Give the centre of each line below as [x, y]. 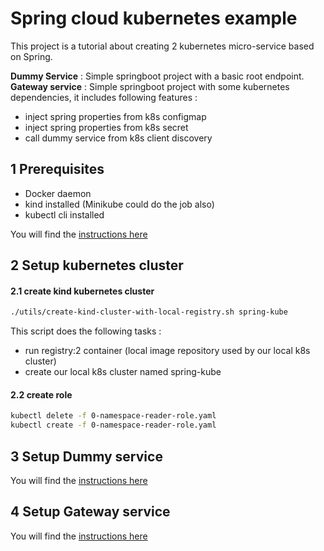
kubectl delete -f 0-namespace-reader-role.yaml [113, 416]
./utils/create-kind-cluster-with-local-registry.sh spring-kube [149, 312]
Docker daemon [58, 193]
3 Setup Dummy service [86, 456]
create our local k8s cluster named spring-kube [123, 372]
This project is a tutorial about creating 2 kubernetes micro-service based [162, 46]
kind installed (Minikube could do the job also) [119, 204]
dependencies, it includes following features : [104, 97]
